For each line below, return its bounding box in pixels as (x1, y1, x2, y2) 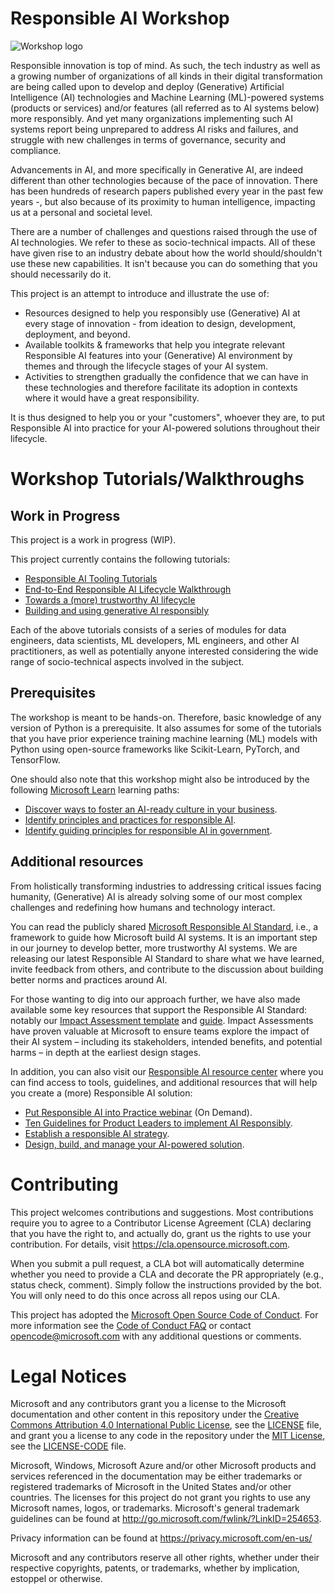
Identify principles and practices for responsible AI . (24, 813, 237, 826)
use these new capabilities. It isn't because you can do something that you (10, 257, 318, 269)
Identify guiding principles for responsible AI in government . (24, 824, 273, 836)
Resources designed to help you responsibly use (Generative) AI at (24, 307, 301, 319)
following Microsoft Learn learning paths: (10, 783, 180, 796)
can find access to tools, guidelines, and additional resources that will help (10, 1076, 318, 1088)
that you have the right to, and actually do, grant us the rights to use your (10, 1227, 312, 1239)
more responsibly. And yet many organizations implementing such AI (10, 112, 294, 124)
